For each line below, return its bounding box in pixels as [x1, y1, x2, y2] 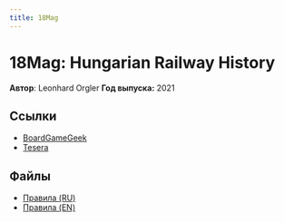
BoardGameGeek [22, 132, 88, 143]
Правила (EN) [22, 202, 75, 213]
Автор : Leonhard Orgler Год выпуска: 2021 [9, 82, 175, 93]
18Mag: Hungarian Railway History [9, 52, 276, 72]
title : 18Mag [9, 13, 59, 23]
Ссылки [9, 108, 57, 123]
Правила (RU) [22, 192, 76, 204]
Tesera [22, 142, 49, 153]
